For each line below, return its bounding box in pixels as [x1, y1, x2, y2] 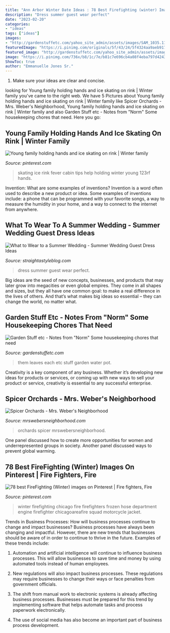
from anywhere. [5, 206, 38, 212]
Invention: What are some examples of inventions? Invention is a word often [5, 185, 163, 191]
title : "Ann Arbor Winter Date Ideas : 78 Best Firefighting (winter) [5, 7, 157, 13]
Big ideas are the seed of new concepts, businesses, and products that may [5, 277, 163, 283]
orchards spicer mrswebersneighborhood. [17, 427, 106, 433]
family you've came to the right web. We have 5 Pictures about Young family [5, 93, 164, 99]
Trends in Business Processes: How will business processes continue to [5, 519, 156, 525]
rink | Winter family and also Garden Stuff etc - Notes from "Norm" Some [5, 109, 157, 115]
